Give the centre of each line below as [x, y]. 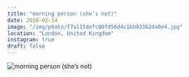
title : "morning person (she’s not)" [62, 14]
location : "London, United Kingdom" [61, 33]
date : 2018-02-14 [33, 20]
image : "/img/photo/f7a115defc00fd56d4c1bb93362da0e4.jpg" [95, 27]
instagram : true [31, 40]
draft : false [26, 46]
